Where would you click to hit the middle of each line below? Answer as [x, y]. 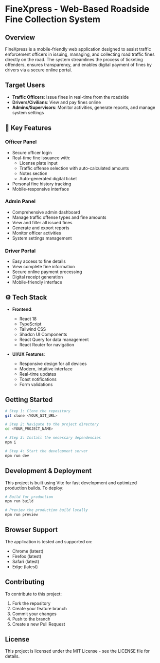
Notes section [33, 173]
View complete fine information [44, 267]
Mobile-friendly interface [37, 282]
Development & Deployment [48, 471]
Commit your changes [34, 614]
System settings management [42, 238]
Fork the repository [31, 603]
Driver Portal [20, 251]
